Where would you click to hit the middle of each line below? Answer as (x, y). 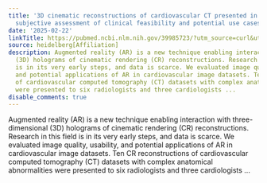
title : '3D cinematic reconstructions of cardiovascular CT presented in (133, 16)
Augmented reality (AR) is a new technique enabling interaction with (120, 119)
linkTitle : (26, 38)
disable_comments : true (48, 97)
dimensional (28, 128)
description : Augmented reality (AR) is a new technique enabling (120, 53)
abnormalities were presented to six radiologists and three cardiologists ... (129, 170)
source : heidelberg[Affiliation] (64, 45)
